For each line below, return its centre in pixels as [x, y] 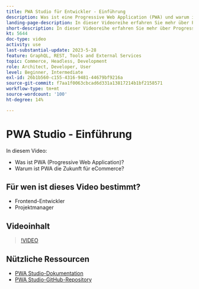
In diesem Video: [27, 150]
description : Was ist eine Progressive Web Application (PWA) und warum [98, 17]
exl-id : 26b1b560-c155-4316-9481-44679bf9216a [65, 78]
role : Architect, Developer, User [49, 67]
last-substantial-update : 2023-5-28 [51, 50]
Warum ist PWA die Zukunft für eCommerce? [69, 168]
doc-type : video [26, 39]
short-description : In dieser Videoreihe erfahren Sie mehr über [88, 28]
